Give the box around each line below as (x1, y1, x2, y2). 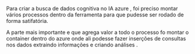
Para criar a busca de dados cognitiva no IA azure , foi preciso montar (6, 5, 178, 12)
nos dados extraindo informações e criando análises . (6, 41, 138, 48)
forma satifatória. (6, 18, 49, 24)
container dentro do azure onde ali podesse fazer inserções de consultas (6, 35, 186, 42)
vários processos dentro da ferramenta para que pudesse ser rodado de (6, 11, 184, 18)
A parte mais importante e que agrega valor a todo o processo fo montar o (6, 29, 189, 36)
